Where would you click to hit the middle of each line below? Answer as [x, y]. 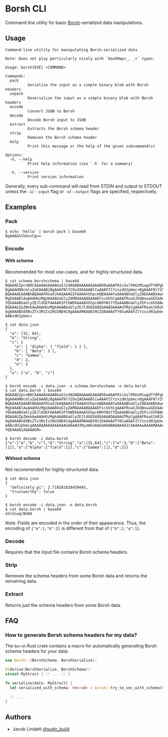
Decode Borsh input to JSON [56, 120]
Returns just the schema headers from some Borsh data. [63, 605]
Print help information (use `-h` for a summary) [80, 164]
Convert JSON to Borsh [51, 111]
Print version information [55, 177]
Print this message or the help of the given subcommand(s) [91, 146]
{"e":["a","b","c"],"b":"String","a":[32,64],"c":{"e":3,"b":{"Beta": [80, 443]
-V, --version [24, 172]
